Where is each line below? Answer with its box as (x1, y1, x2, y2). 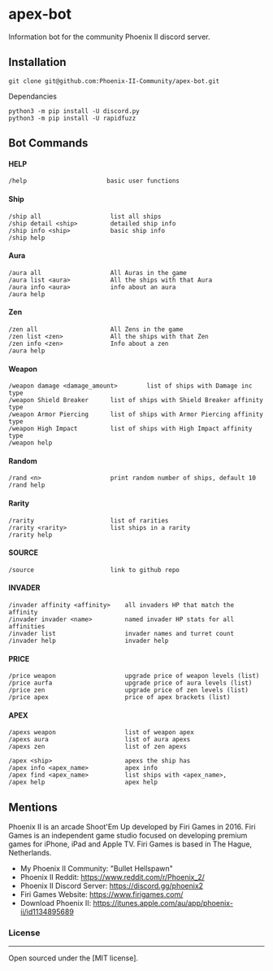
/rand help (8, 481, 45, 489)
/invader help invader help (8, 636, 169, 645)
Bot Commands (8, 136, 89, 151)
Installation (8, 55, 67, 69)
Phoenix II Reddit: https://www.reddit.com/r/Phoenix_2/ (19, 873, 206, 882)
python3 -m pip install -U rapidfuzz (8, 114, 136, 122)
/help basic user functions (8, 177, 180, 186)
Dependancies (8, 91, 57, 101)
